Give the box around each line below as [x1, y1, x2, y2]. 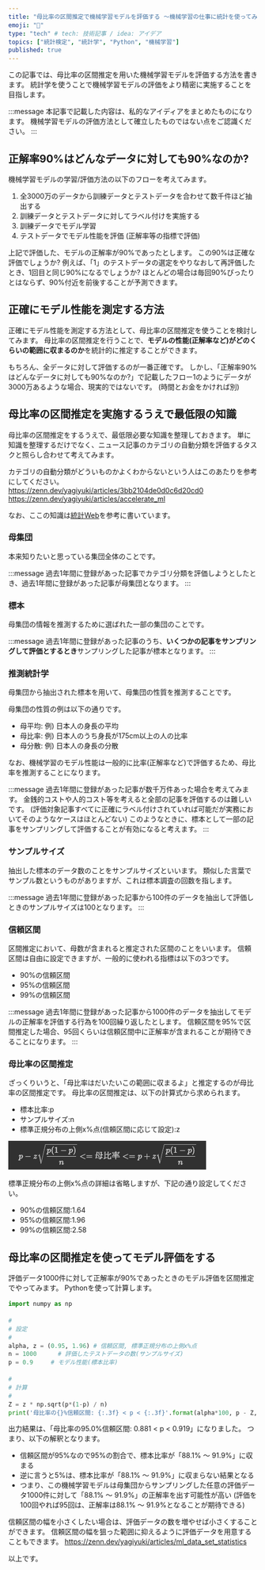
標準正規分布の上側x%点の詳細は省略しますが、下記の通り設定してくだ [8, 1178, 240, 1189]
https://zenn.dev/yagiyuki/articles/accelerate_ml [8, 494, 166, 504]
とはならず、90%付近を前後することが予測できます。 [8, 278, 182, 287]
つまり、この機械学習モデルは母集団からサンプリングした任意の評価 [19, 1480, 241, 1490]
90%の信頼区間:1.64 [19, 1205, 86, 1215]
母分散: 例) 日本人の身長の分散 [19, 741, 119, 751]
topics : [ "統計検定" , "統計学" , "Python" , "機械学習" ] [8, 38, 180, 46]
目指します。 [8, 90, 50, 99]
